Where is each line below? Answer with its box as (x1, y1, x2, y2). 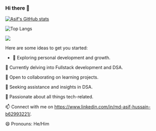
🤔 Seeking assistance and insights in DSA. (5, 84, 93, 90)
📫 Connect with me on (5, 104, 54, 110)
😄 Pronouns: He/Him (5, 121, 49, 127)
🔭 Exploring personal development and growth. (12, 55, 111, 61)
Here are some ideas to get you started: (5, 45, 88, 51)
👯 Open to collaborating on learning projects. (5, 74, 98, 80)
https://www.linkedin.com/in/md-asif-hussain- (54, 104, 151, 110)
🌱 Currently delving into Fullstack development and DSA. (5, 64, 123, 71)
